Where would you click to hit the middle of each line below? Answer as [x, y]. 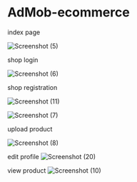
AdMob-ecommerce [68, 12]
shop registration [32, 87]
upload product [30, 128]
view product [27, 170]
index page [24, 32]
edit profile [23, 156]
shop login [23, 60]
